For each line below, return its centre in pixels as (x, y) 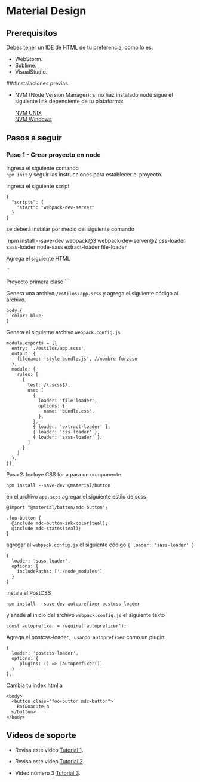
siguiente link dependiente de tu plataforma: (69, 101)
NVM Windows (33, 119)
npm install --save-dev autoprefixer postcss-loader (73, 604)
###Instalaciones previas (37, 83)
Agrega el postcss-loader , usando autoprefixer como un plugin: (86, 637)
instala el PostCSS (29, 592)
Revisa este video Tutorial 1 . (49, 750)
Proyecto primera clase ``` (38, 282)
